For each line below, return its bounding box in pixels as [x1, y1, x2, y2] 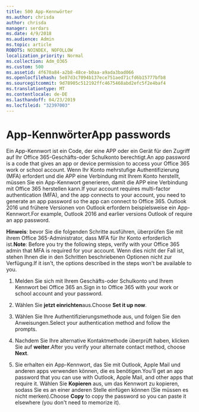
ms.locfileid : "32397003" [6, 102, 70, 108]
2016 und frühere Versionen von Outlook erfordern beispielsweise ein [6, 204, 176, 211]
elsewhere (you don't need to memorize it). [14, 399, 121, 406]
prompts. [14, 325, 37, 333]
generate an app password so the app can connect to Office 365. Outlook [6, 198, 187, 205]
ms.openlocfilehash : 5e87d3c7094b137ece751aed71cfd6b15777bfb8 [6, 75, 166, 81]
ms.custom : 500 [6, 63, 44, 70]
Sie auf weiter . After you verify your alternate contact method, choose [14, 343, 186, 350]
